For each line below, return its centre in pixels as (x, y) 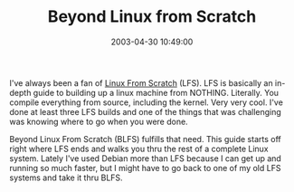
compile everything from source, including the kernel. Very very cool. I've (146, 102)
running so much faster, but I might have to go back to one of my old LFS (145, 168)
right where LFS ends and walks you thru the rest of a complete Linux (139, 149)
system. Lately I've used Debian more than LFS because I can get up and (146, 158)
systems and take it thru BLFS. (66, 178)
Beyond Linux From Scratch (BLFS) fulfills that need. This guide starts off (146, 139)
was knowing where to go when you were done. (99, 121)
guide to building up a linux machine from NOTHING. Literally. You (156, 92)
